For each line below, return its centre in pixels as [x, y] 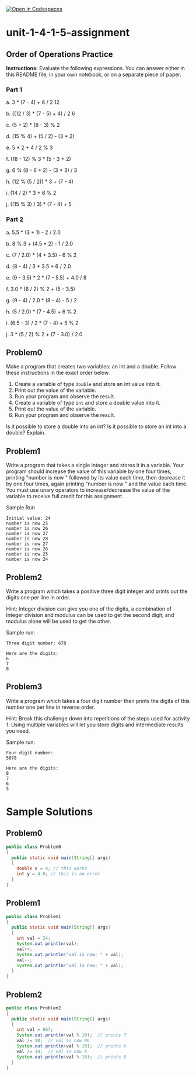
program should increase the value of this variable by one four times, [89, 471]
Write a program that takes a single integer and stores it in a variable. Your [95, 465]
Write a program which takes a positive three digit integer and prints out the [97, 591]
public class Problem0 [34, 847]
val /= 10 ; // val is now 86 [53, 1041]
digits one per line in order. [38, 598]
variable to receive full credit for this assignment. [65, 496]
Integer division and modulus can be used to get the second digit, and [90, 615]
